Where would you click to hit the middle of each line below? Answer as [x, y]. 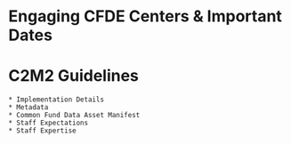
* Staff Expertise [42, 131]
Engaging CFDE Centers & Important [145, 16]
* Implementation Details [56, 100]
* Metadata [28, 108]
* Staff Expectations [48, 123]
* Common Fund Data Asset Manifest [74, 116]
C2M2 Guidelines [74, 76]
